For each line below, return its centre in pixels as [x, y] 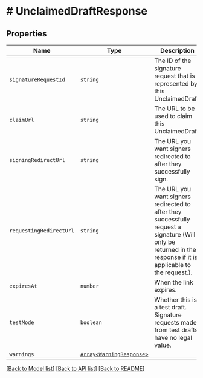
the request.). [173, 272]
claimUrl [22, 120]
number [89, 286]
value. [163, 345]
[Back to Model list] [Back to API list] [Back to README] [76, 369]
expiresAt [23, 286]
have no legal [173, 338]
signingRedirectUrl [37, 160]
